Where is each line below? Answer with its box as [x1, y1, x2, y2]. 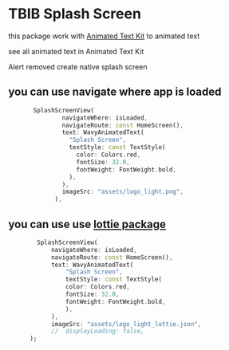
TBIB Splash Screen [8, 5, 142, 23]
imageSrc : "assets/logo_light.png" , [61, 188, 184, 196]
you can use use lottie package [8, 217, 166, 231]
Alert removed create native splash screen [8, 61, 148, 72]
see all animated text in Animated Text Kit [8, 46, 144, 56]
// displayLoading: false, [50, 328, 145, 336]
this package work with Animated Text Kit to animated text [8, 31, 200, 41]
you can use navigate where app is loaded [8, 85, 222, 99]
